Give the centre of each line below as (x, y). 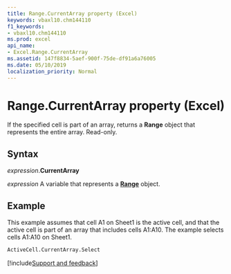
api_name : (21, 46)
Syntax (23, 154)
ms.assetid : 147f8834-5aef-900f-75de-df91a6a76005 (82, 59)
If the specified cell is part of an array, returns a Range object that (101, 125)
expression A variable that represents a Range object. (84, 184)
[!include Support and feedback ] (53, 263)
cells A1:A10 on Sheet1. (40, 237)
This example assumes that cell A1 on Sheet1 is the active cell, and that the (113, 223)
